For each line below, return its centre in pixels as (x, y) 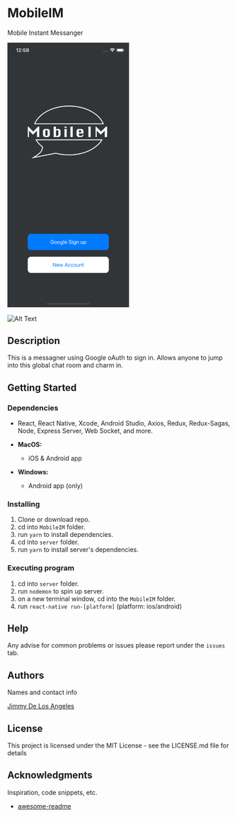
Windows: (33, 472)
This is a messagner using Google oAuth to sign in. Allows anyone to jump (115, 358)
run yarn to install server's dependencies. (78, 550)
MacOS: (30, 445)
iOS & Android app (55, 458)
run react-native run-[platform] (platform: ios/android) (100, 606)
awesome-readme (44, 806)
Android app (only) (56, 486)
